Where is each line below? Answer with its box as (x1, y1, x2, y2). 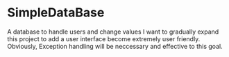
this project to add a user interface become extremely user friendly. (7, 34, 201, 43)
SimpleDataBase (7, 5, 105, 21)
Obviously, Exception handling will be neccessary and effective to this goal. (7, 42, 223, 50)
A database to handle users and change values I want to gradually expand (7, 27, 219, 36)
